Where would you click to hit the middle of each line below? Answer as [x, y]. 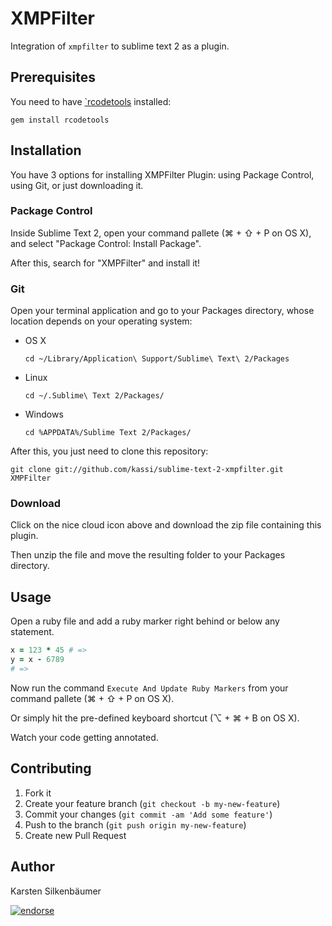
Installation [46, 150]
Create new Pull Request [75, 835]
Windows [44, 414]
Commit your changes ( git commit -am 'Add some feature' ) [148, 814]
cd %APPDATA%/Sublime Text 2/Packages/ [108, 433]
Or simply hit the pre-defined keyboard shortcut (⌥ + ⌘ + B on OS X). [155, 718]
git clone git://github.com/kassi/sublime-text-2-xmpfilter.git [147, 470]
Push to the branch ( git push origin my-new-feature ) [135, 824]
